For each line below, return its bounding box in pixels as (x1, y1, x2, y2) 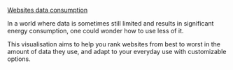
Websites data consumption (7, 6, 88, 14)
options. (7, 55, 31, 63)
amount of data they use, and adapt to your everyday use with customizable (7, 48, 227, 55)
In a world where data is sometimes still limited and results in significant (7, 19, 214, 27)
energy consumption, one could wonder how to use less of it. (7, 27, 184, 35)
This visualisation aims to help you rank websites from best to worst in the (7, 40, 220, 48)
